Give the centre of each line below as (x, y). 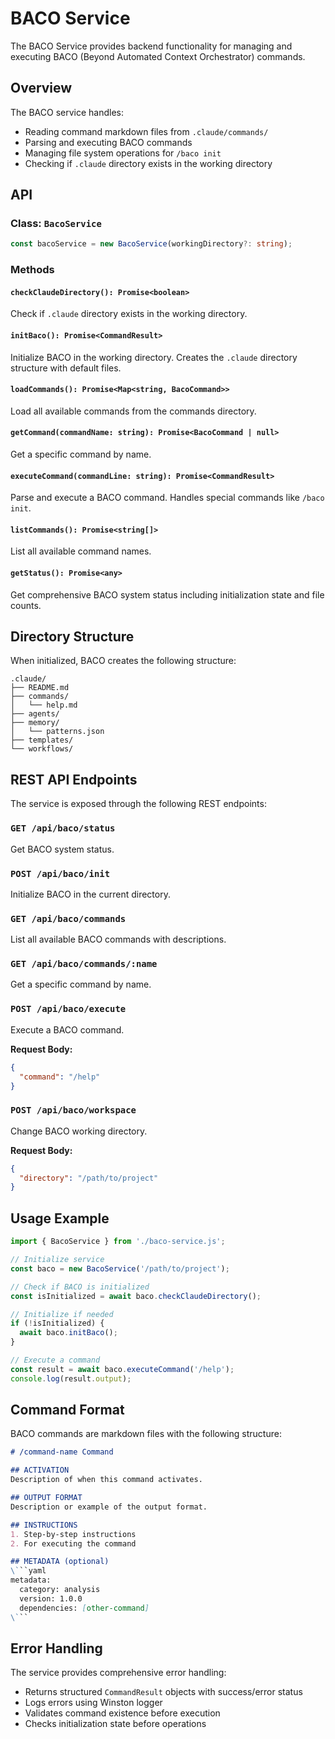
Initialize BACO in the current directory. (90, 894)
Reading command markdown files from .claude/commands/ (146, 131)
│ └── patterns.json (57, 732)
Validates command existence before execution (122, 1713)
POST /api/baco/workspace (73, 1110)
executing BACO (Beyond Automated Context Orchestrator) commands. (158, 56)
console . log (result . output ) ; (71, 1378)
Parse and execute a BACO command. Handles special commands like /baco (167, 498)
